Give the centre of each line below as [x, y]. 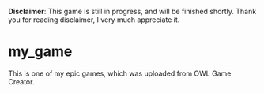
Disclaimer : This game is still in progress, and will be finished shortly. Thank [132, 11]
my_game [40, 52]
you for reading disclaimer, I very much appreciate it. [94, 20]
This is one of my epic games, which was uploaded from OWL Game [120, 73]
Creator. [21, 81]
